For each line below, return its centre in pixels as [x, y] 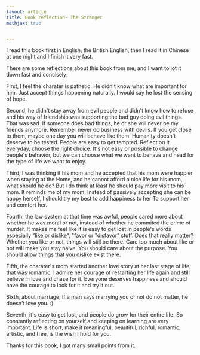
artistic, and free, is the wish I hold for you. [59, 334]
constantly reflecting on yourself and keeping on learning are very [87, 321]
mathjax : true [24, 23]
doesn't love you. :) [30, 304]
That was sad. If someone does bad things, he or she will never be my [93, 123]
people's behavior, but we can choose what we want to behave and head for [100, 155]
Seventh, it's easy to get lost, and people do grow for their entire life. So [95, 315]
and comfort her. [27, 205]
